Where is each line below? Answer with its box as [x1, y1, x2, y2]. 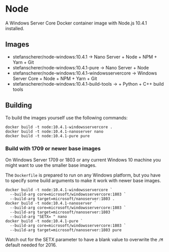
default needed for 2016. [5, 242, 57, 248]
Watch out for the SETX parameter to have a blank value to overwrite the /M [5, 236, 163, 242]
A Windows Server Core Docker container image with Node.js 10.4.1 [5, 20, 147, 26]
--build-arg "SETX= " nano [10, 214, 67, 219]
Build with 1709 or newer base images [5, 145, 101, 152]
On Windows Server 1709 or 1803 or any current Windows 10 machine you [5, 157, 161, 163]
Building [5, 101, 32, 110]
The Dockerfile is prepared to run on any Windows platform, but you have [5, 172, 161, 178]
